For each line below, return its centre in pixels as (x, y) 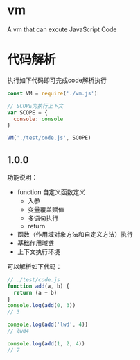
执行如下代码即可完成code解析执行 (57, 80)
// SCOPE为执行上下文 (35, 106)
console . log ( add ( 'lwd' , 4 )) (48, 325)
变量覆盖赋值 (46, 209)
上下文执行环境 (38, 251)
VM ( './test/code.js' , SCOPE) (49, 138)
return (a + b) (35, 292)
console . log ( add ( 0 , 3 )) (42, 306)
